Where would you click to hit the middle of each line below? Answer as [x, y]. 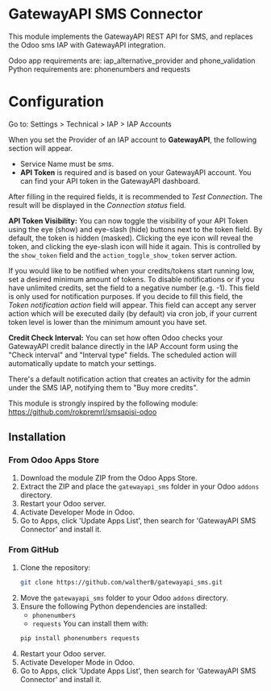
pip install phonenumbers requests [80, 638]
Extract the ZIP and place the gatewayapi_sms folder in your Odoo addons [140, 486]
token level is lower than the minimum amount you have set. [108, 322]
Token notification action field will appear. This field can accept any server [132, 305]
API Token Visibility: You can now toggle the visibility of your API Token [128, 221]
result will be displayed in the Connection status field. [98, 205]
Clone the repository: [55, 567]
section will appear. [41, 148]
